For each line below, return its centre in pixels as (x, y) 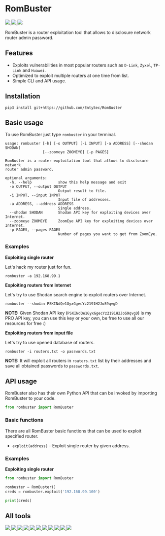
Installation (23, 96)
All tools (18, 516)
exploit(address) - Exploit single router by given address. (71, 446)
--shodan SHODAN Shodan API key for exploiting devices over (80, 213)
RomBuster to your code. (30, 398)
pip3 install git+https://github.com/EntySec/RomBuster (64, 107)
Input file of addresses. (84, 200)
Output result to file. (82, 191)
